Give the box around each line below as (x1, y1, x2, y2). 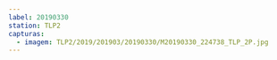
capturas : (8, 29, 46, 38)
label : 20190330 (8, 12, 69, 22)
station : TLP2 (8, 21, 62, 30)
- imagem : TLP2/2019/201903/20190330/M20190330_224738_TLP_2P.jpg (16, 37, 269, 47)
